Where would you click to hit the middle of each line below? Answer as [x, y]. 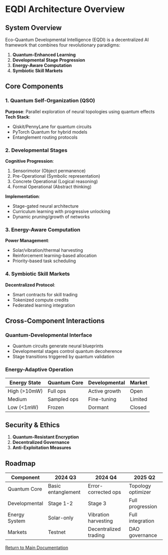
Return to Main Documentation [37, 548]
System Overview [33, 28]
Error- [95, 486]
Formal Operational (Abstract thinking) [52, 187]
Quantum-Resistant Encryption [45, 437]
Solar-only [61, 518]
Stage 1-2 [60, 503]
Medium [17, 399]
